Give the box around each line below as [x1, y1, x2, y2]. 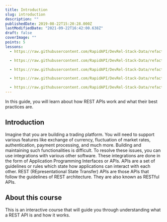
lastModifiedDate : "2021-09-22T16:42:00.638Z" [5, 26, 103, 31]
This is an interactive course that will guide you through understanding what [5, 207, 161, 213]
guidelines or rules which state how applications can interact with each [5, 163, 151, 169]
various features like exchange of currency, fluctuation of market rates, [5, 136, 151, 142]
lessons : [5, 44, 23, 49]
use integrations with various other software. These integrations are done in [5, 152, 161, 158]
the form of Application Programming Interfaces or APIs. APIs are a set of [5, 158, 156, 164]
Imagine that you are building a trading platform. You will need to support [5, 131, 155, 137]
